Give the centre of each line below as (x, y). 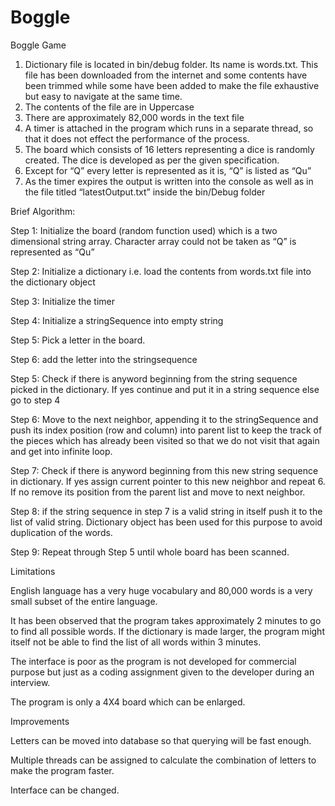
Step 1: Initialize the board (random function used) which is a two (144, 230)
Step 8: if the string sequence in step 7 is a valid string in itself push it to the (166, 511)
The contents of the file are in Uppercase (109, 107)
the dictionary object (53, 282)
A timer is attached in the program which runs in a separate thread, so (169, 128)
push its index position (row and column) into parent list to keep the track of (166, 430)
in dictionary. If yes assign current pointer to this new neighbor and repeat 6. (168, 481)
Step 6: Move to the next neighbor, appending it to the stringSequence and (164, 419)
